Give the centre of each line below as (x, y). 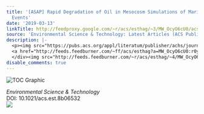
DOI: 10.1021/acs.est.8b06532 (43, 98)
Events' (22, 18)
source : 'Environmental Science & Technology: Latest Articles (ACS (95, 35)
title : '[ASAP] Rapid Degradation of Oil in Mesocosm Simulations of (96, 12)
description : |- (27, 40)
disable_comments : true (36, 62)
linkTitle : (20, 29)
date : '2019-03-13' (31, 23)
